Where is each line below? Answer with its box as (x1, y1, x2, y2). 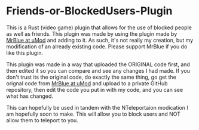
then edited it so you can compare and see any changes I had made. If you (6, 67, 190, 74)
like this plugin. (6, 49, 44, 56)
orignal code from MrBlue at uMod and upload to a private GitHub (6, 79, 169, 87)
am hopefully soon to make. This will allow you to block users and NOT (6, 110, 181, 117)
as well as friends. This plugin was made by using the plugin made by (6, 30, 177, 37)
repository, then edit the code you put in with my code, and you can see (6, 86, 183, 93)
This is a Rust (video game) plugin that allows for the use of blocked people (6, 24, 192, 31)
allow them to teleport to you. (6, 116, 79, 123)
